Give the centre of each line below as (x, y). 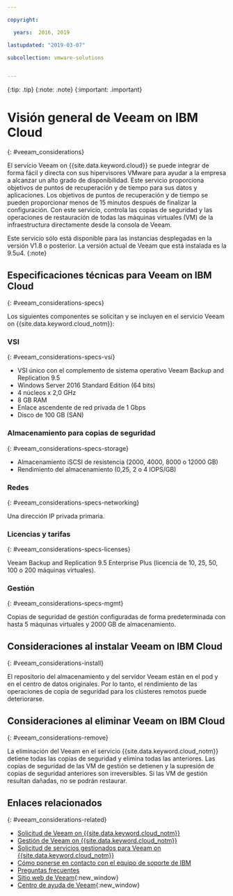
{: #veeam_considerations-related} (57, 819)
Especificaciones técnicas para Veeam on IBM (110, 275)
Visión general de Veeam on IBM (103, 118)
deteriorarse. (26, 699)
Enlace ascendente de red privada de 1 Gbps (81, 408)
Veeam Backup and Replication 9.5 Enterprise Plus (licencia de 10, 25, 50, (113, 563)
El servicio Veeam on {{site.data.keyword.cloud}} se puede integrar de (109, 165)
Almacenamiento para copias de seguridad (81, 433)
